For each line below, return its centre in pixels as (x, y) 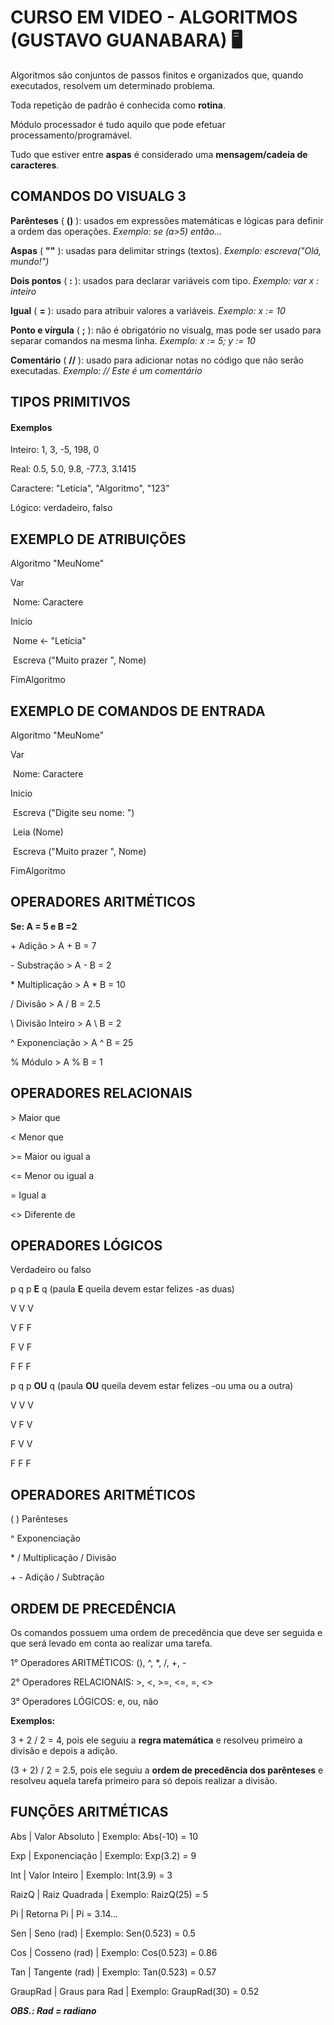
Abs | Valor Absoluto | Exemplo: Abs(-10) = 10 (104, 1836)
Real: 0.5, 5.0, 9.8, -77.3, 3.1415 (73, 469)
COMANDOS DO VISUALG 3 (98, 196)
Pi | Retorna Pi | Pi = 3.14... (64, 1913)
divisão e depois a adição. (64, 1751)
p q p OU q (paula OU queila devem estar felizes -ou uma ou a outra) (152, 1386)
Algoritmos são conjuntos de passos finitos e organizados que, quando (157, 75)
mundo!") (30, 261)
